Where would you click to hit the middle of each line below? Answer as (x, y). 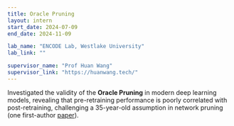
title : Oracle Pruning (41, 14)
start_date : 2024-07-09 (43, 27)
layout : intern (30, 21)
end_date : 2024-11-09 (39, 34)
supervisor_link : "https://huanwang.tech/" (73, 72)
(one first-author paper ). (43, 115)
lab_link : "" (27, 53)
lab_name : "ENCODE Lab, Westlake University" (76, 47)
